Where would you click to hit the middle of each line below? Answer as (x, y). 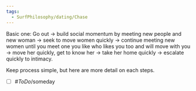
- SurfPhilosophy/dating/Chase (50, 17)
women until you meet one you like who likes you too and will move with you (98, 46)
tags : (13, 11)
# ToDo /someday (35, 81)
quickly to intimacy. (29, 59)
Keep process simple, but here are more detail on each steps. (80, 70)
